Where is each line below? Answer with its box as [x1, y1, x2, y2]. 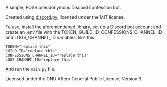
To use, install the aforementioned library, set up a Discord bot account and [5, 24, 161, 30]
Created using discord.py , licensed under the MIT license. [5, 14, 125, 20]
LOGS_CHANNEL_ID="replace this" [5, 57, 73, 62]
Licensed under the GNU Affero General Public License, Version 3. [5, 76, 143, 82]
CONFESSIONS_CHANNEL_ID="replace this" [5, 53, 89, 58]
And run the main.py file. [5, 66, 56, 72]
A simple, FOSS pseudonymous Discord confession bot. [5, 5, 121, 10]
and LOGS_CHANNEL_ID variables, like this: [5, 35, 96, 40]
